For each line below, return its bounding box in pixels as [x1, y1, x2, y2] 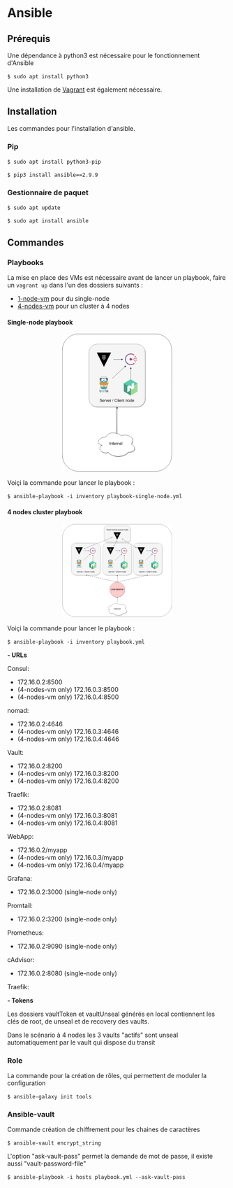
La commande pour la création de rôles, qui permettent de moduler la [7, 1072, 207, 1080]
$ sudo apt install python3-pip [7, 159, 101, 166]
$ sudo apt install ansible [7, 218, 89, 225]
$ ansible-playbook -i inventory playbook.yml [7, 638, 145, 645]
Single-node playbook [7, 318, 73, 326]
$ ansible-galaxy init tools [7, 1094, 92, 1101]
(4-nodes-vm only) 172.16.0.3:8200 [17, 769, 119, 777]
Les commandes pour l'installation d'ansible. [7, 124, 136, 132]
